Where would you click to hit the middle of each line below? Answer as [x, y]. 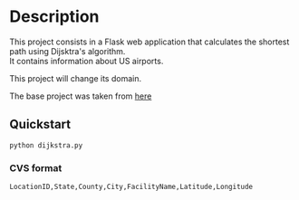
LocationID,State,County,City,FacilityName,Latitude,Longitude [131, 187]
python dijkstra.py [46, 145]
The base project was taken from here [81, 96]
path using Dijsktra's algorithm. [68, 51]
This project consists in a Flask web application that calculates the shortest [149, 42]
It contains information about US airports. [87, 61]
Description [54, 17]
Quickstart [40, 124]
